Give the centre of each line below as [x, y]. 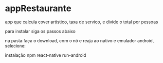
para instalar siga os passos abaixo [40, 31]
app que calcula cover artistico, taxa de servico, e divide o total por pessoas [81, 22]
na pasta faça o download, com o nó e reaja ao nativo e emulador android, [80, 40]
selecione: [15, 46]
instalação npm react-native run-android [46, 55]
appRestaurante [38, 8]
